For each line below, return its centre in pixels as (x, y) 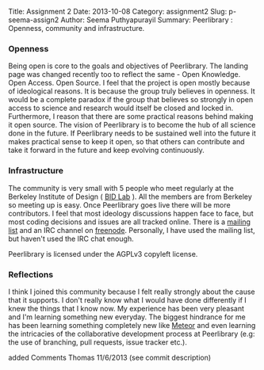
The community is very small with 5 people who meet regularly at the (121, 188)
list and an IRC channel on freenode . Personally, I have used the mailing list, (132, 230)
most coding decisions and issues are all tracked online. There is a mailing (130, 222)
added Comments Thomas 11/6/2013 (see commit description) (110, 357)
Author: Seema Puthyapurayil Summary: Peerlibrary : (147, 20)
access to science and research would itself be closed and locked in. (121, 108)
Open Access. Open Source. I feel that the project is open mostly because (129, 83)
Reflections (31, 274)
